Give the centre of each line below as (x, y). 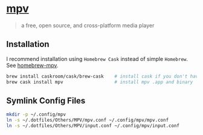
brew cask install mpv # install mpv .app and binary (100, 82)
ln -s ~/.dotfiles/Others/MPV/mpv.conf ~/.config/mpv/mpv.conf (88, 120)
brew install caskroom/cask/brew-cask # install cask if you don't (97, 76)
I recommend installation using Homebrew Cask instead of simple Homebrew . (97, 58)
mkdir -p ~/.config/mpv (36, 115)
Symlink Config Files (46, 100)
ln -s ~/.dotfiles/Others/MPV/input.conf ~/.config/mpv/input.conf (93, 126)
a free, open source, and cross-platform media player (88, 25)
